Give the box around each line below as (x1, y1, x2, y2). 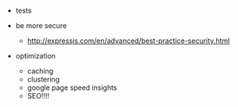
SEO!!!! (27, 91, 49, 100)
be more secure (15, 21, 67, 30)
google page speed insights (27, 83, 117, 92)
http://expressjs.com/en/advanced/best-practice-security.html (27, 36, 230, 45)
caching (27, 66, 54, 76)
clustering (27, 75, 60, 84)
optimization (15, 52, 56, 60)
